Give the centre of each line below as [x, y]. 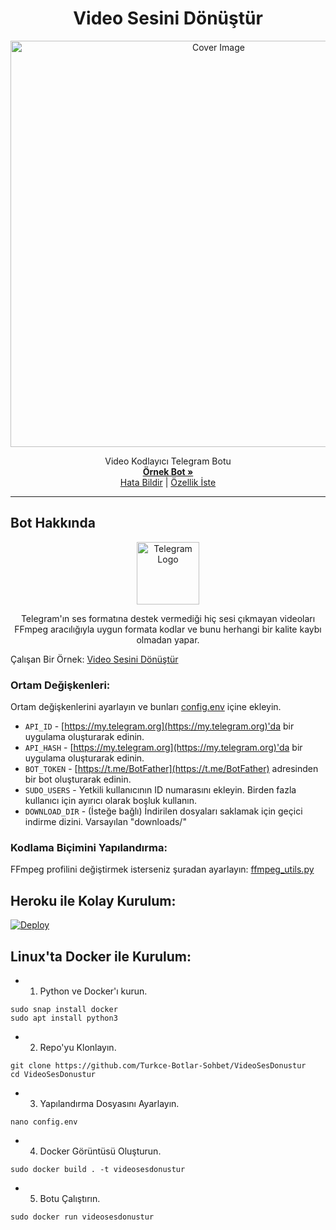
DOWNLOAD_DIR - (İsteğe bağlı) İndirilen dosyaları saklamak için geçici [163, 811]
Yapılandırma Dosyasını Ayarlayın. [109, 1103]
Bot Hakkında [53, 523]
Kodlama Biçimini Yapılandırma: [89, 847]
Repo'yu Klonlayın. [78, 1047]
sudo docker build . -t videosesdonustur [98, 1169]
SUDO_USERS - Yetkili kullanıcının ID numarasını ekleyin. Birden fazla [160, 790]
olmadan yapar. [168, 639]
